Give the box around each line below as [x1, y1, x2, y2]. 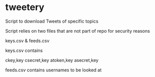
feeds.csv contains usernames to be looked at [5, 67, 102, 73]
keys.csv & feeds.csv [5, 37, 50, 44]
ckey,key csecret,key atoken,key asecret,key [5, 57, 99, 63]
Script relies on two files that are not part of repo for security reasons [5, 28, 150, 34]
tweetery [5, 2, 45, 13]
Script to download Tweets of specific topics [5, 18, 99, 24]
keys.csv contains [5, 47, 43, 53]
